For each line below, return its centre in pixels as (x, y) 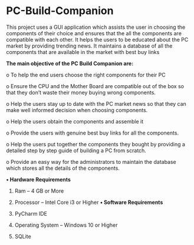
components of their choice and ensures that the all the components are (94, 33)
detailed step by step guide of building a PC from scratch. (76, 150)
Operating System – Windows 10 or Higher (66, 225)
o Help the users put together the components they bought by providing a (96, 144)
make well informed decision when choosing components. (77, 110)
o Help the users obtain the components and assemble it (75, 121)
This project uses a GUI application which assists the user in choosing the (96, 27)
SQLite (23, 236)
